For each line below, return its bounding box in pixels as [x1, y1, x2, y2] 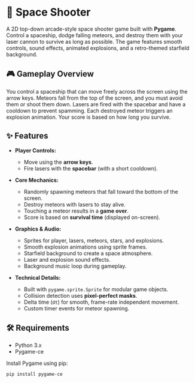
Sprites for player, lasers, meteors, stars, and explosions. [23, 237, 164, 244]
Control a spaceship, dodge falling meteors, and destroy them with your [6, 31, 184, 38]
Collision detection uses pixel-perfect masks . [23, 292, 138, 299]
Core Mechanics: [14, 176, 59, 184]
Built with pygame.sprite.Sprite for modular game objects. [23, 285, 169, 293]
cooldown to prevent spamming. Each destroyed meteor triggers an [6, 107, 173, 114]
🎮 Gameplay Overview [6, 69, 95, 79]
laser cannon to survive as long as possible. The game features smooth [6, 38, 182, 45]
